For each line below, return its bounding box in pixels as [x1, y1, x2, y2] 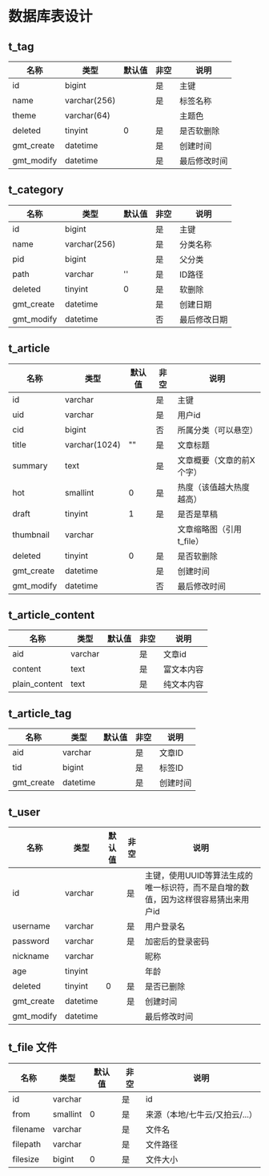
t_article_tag [8, 706, 72, 720]
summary [12, 460, 48, 471]
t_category [8, 183, 64, 197]
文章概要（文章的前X [177, 454, 256, 465]
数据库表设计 [8, 7, 94, 26]
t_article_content [8, 608, 94, 622]
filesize [12, 1154, 40, 1165]
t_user [8, 805, 41, 819]
